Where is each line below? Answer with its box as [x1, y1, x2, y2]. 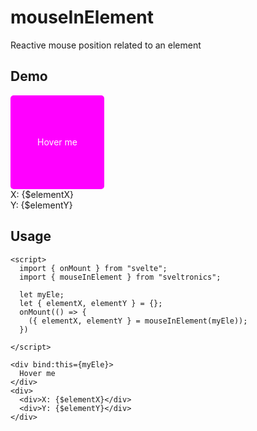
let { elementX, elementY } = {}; [19, 298, 163, 308]
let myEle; [19, 289, 65, 300]
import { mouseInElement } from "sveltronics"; [19, 272, 222, 282]
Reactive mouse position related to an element [10, 39, 202, 51]
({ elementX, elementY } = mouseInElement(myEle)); [28, 316, 248, 326]
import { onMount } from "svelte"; [19, 263, 168, 273]
